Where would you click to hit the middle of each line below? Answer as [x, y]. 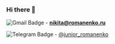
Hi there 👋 [21, 10]
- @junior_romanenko [81, 34]
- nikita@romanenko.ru [75, 23]
